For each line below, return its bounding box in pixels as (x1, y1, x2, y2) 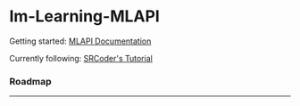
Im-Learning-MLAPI (9, 6, 161, 27)
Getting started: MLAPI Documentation (9, 36, 152, 46)
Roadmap (9, 75, 52, 87)
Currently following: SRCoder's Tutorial (9, 53, 154, 63)
